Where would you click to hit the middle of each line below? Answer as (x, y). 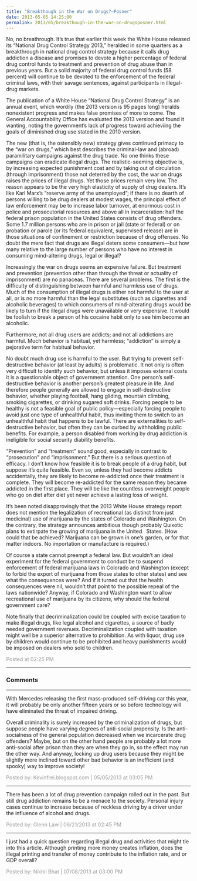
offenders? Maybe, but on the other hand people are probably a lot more (94, 741)
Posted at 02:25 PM (30, 659)
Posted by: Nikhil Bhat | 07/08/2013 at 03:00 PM (64, 872)
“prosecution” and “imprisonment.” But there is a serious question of (89, 458)
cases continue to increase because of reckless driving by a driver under (94, 807)
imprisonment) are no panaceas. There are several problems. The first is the (98, 279)
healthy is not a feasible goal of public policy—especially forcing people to (96, 409)
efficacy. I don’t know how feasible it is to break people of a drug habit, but (96, 464)
